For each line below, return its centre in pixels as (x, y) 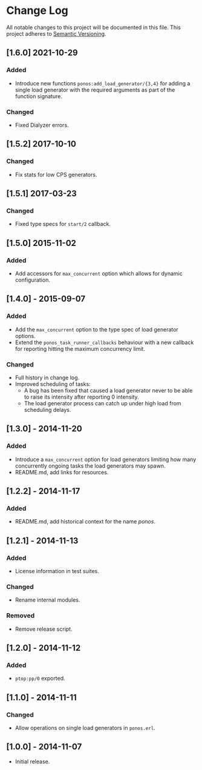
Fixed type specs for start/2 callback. (63, 224)
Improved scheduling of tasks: (53, 384)
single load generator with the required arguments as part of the (95, 90)
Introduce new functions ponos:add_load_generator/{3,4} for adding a (103, 83)
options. (25, 336)
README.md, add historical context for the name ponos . (85, 522)
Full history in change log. (47, 377)
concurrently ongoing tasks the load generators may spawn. (90, 466)
